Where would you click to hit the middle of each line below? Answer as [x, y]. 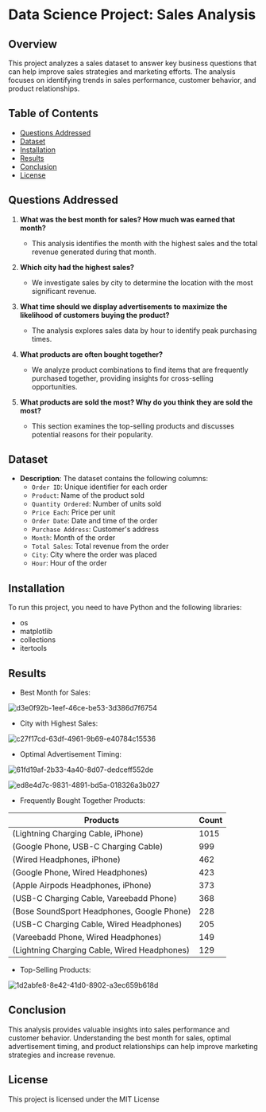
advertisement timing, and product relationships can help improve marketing [133, 1046]
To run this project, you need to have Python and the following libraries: [125, 608]
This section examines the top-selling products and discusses [133, 426]
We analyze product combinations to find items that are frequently [140, 370]
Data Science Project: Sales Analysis [132, 15]
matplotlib [36, 632]
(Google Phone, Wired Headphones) [80, 872]
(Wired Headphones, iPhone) [67, 859]
